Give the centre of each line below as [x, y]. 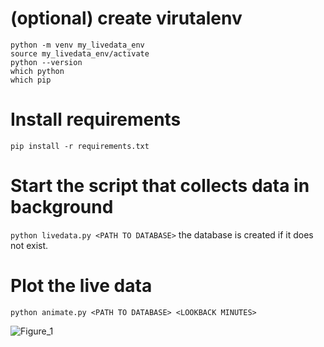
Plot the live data [81, 286]
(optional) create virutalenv [126, 18]
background [62, 207]
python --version [46, 62]
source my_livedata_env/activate [80, 53]
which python [37, 71]
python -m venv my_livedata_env [77, 45]
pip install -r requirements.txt [80, 146]
